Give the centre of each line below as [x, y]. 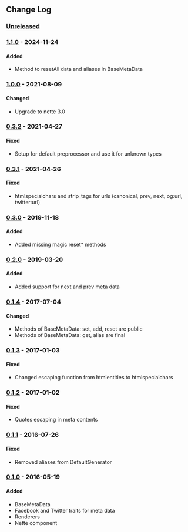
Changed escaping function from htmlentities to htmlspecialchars [94, 378]
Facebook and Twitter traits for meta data [65, 510]
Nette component [36, 523]
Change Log [29, 10]
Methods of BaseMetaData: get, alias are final [70, 335]
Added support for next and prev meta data [67, 287]
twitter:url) [27, 202]
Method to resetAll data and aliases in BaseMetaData [78, 69]
